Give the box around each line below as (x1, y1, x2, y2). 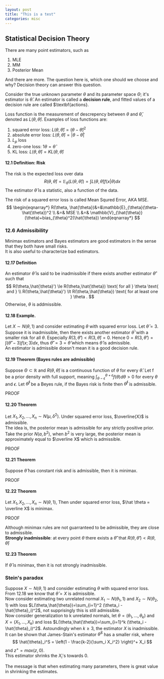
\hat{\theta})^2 (22, 209, 52, 215)
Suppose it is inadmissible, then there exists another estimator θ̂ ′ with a (5, 329, 148, 335)
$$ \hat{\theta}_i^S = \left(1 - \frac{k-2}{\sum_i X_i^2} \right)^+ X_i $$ (12, 639, 153, 645)
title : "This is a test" (5, 12, 56, 17)
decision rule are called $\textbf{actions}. (5, 102, 89, 108)
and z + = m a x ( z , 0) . (5, 647, 45, 654)
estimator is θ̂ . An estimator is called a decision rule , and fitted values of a (5, 96, 155, 103)
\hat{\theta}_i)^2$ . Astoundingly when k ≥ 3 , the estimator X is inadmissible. (5, 625, 159, 631)
